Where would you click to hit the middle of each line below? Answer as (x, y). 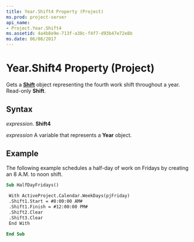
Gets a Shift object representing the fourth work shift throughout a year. (93, 84)
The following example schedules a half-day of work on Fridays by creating (98, 168)
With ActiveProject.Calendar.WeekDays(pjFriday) (69, 196)
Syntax (19, 109)
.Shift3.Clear (26, 218)
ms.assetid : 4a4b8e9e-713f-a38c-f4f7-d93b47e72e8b (69, 34)
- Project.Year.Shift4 (34, 28)
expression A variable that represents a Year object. (69, 135)
